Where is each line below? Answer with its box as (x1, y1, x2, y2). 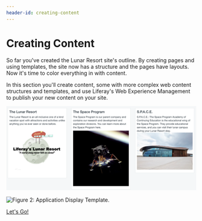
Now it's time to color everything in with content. (6, 69, 127, 77)
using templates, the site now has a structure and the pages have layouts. (6, 63, 189, 70)
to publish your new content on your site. (6, 94, 109, 101)
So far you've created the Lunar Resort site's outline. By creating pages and (6, 56, 195, 63)
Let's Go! (6, 208, 29, 216)
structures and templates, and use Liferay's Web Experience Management (6, 88, 191, 95)
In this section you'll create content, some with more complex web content (6, 81, 192, 88)
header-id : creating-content (6, 10, 80, 16)
